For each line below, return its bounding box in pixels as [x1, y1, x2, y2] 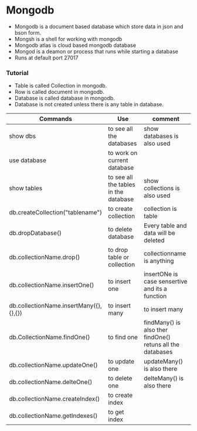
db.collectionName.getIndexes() [9, 412, 98, 420]
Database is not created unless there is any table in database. [14, 101, 164, 108]
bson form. [14, 29, 42, 36]
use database [9, 156, 47, 164]
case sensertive [143, 277, 188, 285]
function [143, 292, 167, 300]
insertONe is [143, 270, 178, 278]
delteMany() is [143, 374, 184, 382]
